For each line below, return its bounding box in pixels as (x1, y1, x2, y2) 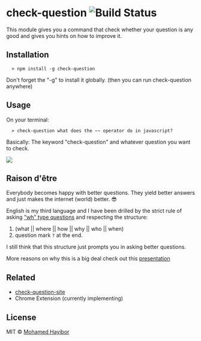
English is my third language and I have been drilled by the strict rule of (6, 207, 182, 215)
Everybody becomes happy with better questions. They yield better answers (6, 189, 195, 197)
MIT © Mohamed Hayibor (6, 328, 70, 335)
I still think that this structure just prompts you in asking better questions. (6, 244, 186, 251)
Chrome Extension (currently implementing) (14, 295, 124, 302)
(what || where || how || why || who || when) (14, 226, 124, 233)
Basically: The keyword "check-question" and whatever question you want (6, 138, 191, 146)
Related (6, 272, 36, 283)
